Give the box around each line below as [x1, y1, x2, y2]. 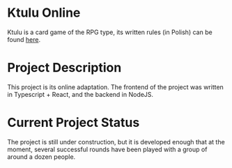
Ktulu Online [7, 5, 81, 21]
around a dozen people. [7, 152, 76, 161]
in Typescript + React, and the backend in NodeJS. [7, 90, 154, 98]
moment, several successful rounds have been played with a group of [7, 145, 208, 153]
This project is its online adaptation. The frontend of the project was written [7, 82, 224, 91]
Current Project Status [7, 115, 140, 130]
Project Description [7, 60, 122, 76]
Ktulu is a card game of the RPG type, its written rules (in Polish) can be [7, 28, 212, 36]
